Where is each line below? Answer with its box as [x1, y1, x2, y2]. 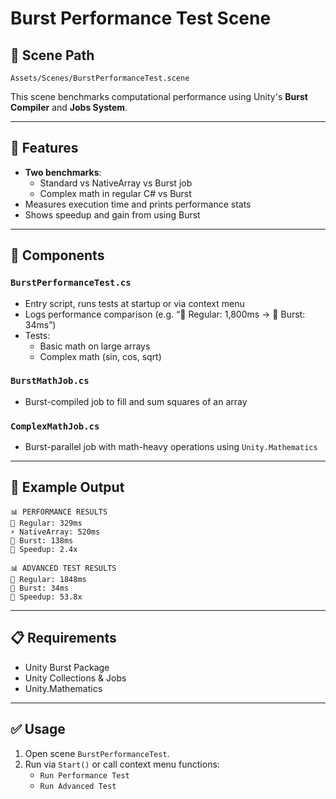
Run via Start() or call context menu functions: [24, 758, 220, 770]
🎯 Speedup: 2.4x [10, 544, 78, 554]
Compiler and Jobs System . [10, 102, 128, 113]
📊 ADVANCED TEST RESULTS [10, 563, 117, 573]
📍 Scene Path [10, 47, 95, 64]
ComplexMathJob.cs [10, 420, 100, 432]
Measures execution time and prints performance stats [24, 198, 252, 210]
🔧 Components [10, 247, 105, 264]
